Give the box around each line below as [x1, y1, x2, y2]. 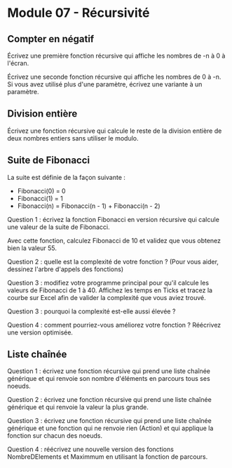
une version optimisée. [7, 328, 74, 337]
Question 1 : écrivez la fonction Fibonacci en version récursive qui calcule [7, 215, 219, 223]
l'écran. [7, 59, 29, 67]
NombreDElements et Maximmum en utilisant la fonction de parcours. [7, 453, 208, 461]
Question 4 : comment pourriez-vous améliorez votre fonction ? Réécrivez [7, 320, 221, 329]
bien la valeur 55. [7, 244, 57, 252]
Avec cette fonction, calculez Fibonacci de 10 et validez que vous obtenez [7, 236, 221, 245]
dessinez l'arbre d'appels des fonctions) [7, 265, 124, 273]
